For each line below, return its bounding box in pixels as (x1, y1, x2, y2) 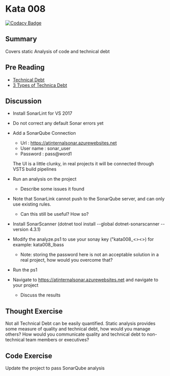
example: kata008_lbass (12, 242, 64, 248)
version (12, 227, 29, 233)
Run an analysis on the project (12, 176, 77, 182)
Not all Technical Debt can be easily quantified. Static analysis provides (5, 320, 156, 327)
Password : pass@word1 (20, 151, 72, 157)
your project (12, 282, 39, 288)
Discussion (5, 96, 42, 105)
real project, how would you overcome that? (20, 257, 113, 263)
